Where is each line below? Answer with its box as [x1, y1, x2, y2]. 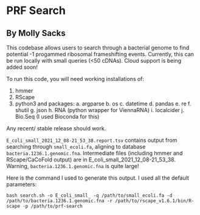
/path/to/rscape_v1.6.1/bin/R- [115, 198, 195, 204]
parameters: [6, 181, 37, 188]
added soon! [6, 63, 38, 71]
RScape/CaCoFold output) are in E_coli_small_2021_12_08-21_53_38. [6, 156, 176, 163]
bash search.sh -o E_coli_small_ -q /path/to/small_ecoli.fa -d [6, 192, 173, 199]
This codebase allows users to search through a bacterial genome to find [6, 44, 190, 51]
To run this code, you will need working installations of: [6, 76, 145, 82]
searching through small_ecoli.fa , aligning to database [6, 143, 146, 150]
